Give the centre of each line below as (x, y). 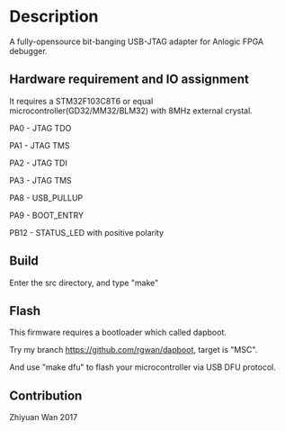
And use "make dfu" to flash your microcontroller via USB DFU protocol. (142, 367)
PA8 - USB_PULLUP (46, 198)
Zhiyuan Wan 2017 (44, 418)
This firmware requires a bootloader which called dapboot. (118, 332)
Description (54, 17)
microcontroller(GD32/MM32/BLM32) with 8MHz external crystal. (131, 111)
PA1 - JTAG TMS (40, 145)
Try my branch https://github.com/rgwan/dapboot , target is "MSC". (134, 350)
